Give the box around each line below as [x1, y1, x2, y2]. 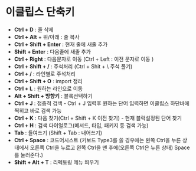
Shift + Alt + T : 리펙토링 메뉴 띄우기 [14, 159, 99, 166]
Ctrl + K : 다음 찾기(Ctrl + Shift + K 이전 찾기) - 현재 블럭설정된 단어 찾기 [14, 114, 182, 121]
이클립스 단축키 [5, 5, 75, 19]
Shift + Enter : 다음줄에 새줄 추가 [14, 48, 91, 55]
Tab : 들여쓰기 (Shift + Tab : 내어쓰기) [14, 129, 103, 136]
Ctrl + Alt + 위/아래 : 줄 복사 [14, 33, 80, 40]
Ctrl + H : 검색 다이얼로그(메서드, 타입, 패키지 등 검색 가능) [14, 121, 149, 129]
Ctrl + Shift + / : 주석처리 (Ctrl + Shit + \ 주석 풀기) [14, 63, 133, 70]
